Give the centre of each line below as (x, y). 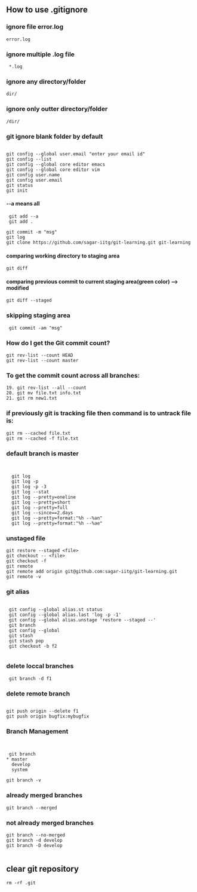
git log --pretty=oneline (44, 497)
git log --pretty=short (41, 502)
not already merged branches (50, 823)
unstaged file (26, 538)
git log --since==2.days (42, 513)
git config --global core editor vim (53, 170)
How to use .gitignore (47, 10)
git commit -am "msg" (36, 328)
